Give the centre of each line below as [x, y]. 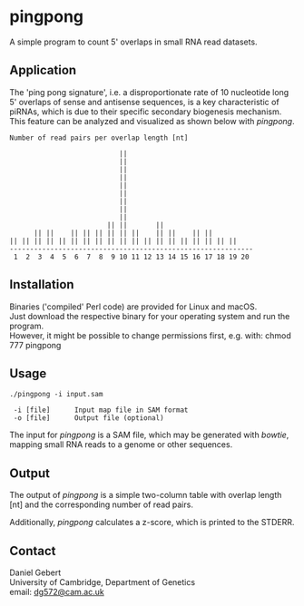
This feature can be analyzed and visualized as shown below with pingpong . [152, 121]
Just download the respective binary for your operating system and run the [150, 316]
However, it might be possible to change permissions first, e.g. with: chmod [151, 335]
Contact [33, 551]
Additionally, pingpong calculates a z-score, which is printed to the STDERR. [152, 523]
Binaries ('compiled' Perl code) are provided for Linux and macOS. [133, 307]
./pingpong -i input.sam [56, 395]
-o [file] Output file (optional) [89, 418]
